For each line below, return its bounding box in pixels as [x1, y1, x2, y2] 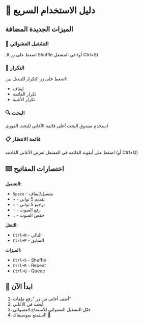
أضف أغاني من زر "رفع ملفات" [12, 296, 72, 302]
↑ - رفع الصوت [12, 207, 41, 213]
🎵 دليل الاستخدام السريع [5, 5, 95, 16]
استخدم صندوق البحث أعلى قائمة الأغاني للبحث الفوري [5, 123, 108, 129]
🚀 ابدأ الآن [5, 282, 33, 291]
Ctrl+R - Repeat [12, 262, 46, 268]
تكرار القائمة [12, 91, 37, 97]
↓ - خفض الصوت [12, 212, 45, 218]
